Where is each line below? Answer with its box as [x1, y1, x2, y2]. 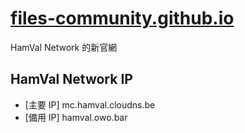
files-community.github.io [10, 7, 235, 30]
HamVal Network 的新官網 [10, 41, 118, 53]
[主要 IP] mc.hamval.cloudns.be [24, 98, 156, 111]
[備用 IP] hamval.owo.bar [24, 111, 128, 123]
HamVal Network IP [10, 71, 133, 88]
